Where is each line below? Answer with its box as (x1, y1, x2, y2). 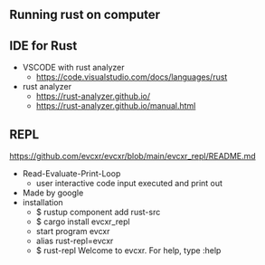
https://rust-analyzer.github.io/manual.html (35, 100, 196, 111)
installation (22, 197, 63, 208)
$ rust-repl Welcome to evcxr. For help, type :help (35, 245, 222, 256)
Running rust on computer (9, 7, 161, 23)
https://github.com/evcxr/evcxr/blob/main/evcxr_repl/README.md (9, 151, 256, 162)
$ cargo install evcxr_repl (35, 216, 130, 227)
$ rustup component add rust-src (35, 207, 161, 218)
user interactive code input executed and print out (35, 178, 223, 189)
